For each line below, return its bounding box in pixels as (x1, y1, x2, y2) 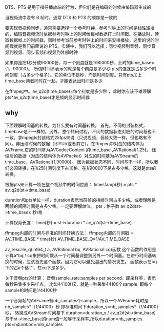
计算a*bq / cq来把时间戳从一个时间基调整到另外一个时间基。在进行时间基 (5, 253, 152, 258)
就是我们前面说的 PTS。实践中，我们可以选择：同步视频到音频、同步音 (13, 43, 156, 49)
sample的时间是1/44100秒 (5, 287, 57, 293)
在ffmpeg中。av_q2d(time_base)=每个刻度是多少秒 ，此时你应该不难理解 (5, 88, 151, 94)
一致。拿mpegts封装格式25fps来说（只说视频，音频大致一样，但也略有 (5, 135, 147, 140)
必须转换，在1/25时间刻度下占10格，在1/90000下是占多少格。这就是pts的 (9, 165, 157, 171)
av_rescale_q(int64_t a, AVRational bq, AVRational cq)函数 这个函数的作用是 (5, 246, 156, 252)
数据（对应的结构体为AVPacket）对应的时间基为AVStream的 (18, 153, 139, 158)
